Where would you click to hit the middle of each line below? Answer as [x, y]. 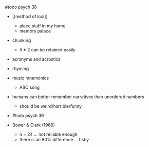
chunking [21, 40]
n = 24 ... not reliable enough [48, 134]
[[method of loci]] [30, 16]
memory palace [35, 31]
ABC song [29, 87]
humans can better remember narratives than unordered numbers [78, 97]
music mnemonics [30, 78]
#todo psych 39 [28, 115]
